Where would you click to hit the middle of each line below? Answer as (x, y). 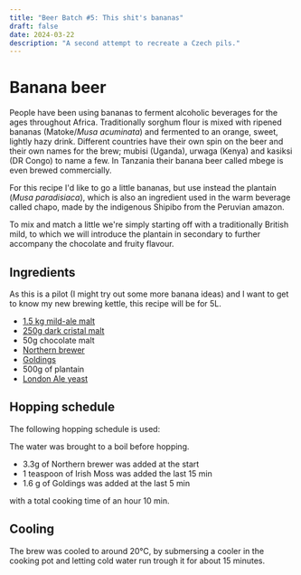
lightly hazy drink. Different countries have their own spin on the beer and (146, 142)
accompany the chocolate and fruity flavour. (92, 244)
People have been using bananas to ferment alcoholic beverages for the (144, 113)
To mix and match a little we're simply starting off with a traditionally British (149, 225)
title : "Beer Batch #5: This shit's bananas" (96, 18)
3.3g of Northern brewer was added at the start (111, 464)
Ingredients (42, 272)
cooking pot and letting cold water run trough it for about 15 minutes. (137, 561)
